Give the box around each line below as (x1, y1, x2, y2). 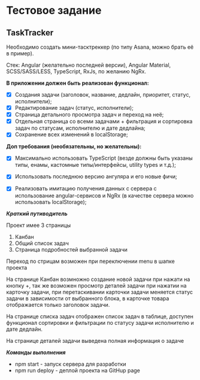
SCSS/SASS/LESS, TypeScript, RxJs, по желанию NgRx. (6, 68, 147, 75)
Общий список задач (14, 240, 69, 247)
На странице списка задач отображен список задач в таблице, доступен (6, 313, 193, 320)
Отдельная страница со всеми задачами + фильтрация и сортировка (14, 118, 193, 125)
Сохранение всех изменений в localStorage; (14, 131, 128, 138)
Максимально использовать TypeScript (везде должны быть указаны (14, 154, 193, 162)
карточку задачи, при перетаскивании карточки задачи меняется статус (6, 288, 193, 295)
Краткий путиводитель (6, 210, 68, 217)
